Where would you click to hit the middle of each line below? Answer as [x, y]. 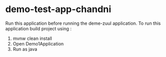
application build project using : [38, 28]
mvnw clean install [32, 38]
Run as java [25, 49]
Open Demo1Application [38, 43]
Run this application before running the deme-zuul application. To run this [83, 23]
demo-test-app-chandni [58, 9]
